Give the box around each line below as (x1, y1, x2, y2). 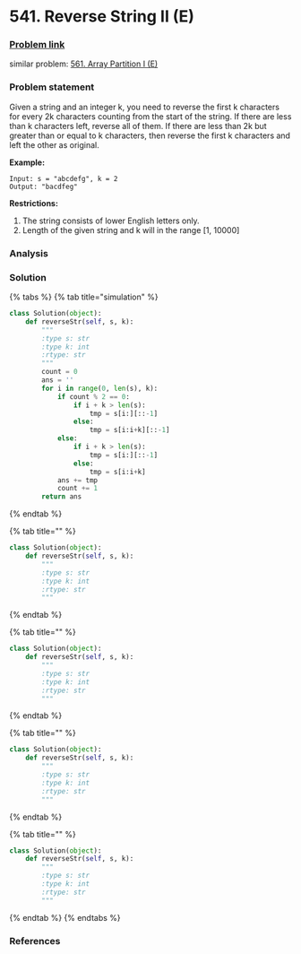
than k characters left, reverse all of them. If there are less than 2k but (9, 120, 267, 131)
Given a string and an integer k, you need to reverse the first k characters (9, 101, 280, 112)
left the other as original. (9, 139, 100, 150)
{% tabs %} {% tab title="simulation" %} (9, 291, 159, 302)
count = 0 (41, 368, 78, 377)
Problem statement (9, 81, 95, 93)
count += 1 (56, 484, 99, 493)
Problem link (9, 39, 65, 51)
